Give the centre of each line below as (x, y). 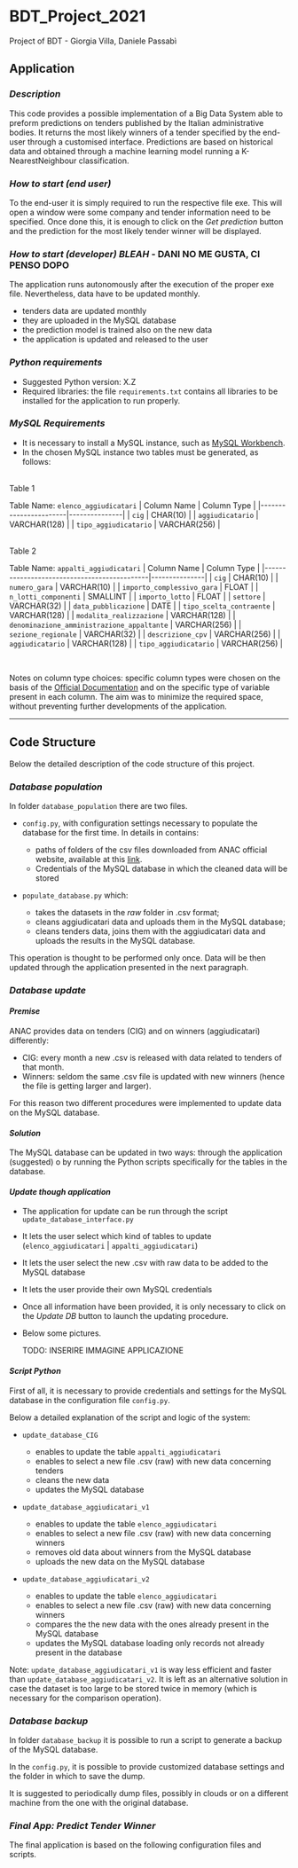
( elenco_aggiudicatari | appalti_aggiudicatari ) (110, 1246)
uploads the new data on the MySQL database (120, 1561)
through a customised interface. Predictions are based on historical (150, 141)
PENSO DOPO (39, 265)
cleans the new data (72, 1479)
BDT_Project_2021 (78, 16)
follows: (36, 461)
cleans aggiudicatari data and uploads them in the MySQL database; (160, 922)
